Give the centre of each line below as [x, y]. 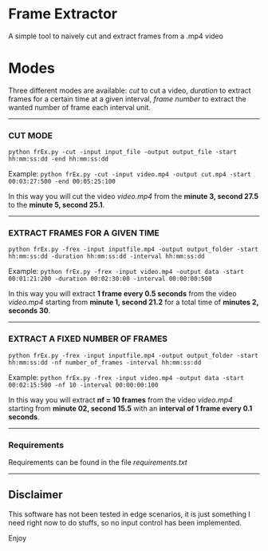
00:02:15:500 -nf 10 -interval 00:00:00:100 [83, 385]
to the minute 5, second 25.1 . [57, 205]
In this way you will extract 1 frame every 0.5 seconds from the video [122, 294]
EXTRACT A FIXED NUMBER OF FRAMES [88, 339]
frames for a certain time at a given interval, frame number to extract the [127, 99]
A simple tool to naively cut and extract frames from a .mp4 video [116, 36]
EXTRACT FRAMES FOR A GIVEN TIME [84, 233]
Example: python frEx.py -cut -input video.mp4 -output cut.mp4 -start [130, 174]
